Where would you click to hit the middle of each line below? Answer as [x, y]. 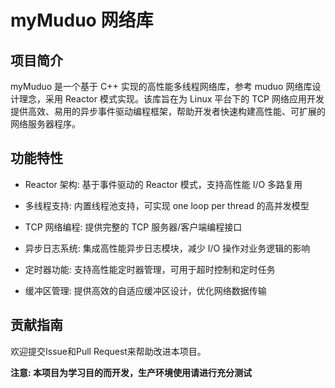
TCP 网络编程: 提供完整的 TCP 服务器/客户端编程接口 [133, 227]
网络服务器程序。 [45, 124]
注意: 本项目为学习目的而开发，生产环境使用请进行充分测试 [131, 372]
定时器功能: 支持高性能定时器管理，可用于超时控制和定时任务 [150, 269]
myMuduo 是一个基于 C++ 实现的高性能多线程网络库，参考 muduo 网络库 [161, 86]
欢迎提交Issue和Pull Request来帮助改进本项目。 [108, 351]
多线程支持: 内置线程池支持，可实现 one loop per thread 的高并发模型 [167, 205]
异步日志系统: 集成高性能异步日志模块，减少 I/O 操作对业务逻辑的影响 [167, 248]
